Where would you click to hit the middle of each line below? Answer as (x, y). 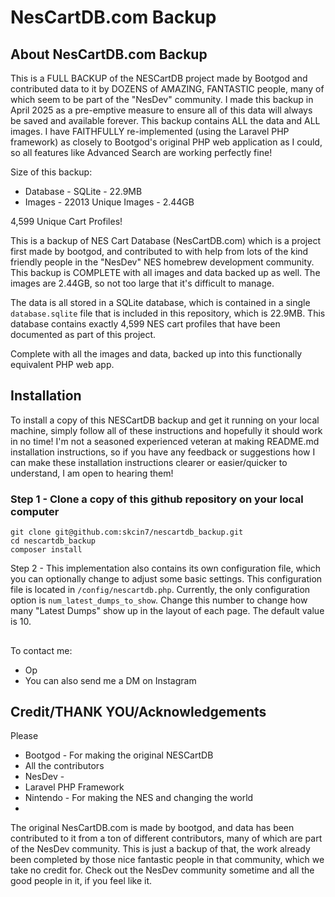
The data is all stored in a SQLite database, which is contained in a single (160, 302)
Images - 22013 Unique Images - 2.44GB (109, 202)
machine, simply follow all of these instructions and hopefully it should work (166, 430)
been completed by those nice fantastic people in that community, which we (167, 860)
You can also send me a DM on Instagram (110, 680)
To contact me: (41, 650)
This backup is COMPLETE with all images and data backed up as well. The (165, 272)
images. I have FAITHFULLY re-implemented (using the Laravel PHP (150, 131)
